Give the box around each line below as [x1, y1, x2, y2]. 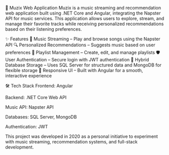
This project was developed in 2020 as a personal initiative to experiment [5, 133, 158, 139]
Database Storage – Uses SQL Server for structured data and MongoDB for [5, 62, 162, 68]
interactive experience [5, 73, 52, 79]
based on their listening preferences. [5, 26, 82, 32]
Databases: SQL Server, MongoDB [5, 114, 77, 120]
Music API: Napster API [5, 104, 54, 110]
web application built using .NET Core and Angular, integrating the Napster [5, 10, 161, 16]
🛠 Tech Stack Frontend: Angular [5, 83, 73, 89]
